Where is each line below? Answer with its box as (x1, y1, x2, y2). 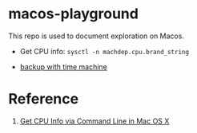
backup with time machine (19, 61, 108, 72)
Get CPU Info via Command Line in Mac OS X (19, 116, 170, 126)
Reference (8, 90, 78, 108)
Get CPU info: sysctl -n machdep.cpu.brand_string (19, 46, 190, 56)
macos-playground (8, 5, 139, 23)
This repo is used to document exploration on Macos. (8, 31, 184, 41)
